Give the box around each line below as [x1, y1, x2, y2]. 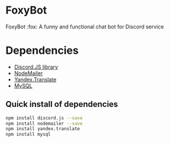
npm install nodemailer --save [5, 121, 83, 126]
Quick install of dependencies [5, 99, 118, 109]
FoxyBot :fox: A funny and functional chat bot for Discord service [5, 23, 164, 30]
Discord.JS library [14, 63, 59, 70]
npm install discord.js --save [5, 115, 83, 121]
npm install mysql [5, 131, 51, 138]
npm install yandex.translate [5, 126, 81, 132]
